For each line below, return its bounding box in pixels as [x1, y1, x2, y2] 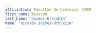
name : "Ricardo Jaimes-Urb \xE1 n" [5, 20, 74, 26]
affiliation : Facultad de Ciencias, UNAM [5, 7, 92, 12]
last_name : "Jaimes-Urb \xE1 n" [5, 16, 67, 21]
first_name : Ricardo [5, 12, 48, 16]
